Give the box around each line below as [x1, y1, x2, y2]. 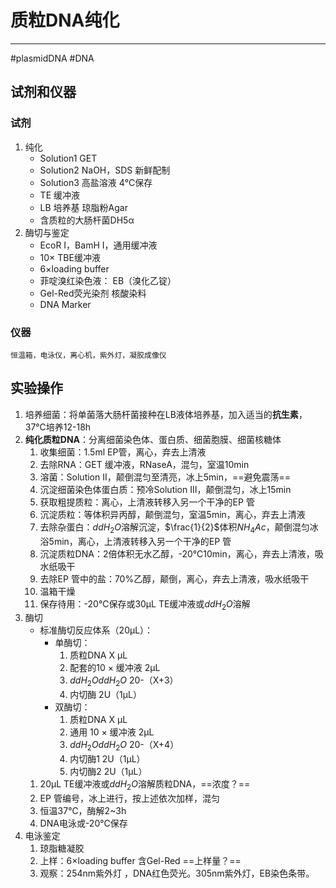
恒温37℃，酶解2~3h [39, 804, 127, 816]
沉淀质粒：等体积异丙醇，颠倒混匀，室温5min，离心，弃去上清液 [39, 508, 306, 520]
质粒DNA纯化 [10, 9, 120, 32]
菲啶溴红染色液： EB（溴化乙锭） [39, 274, 177, 286]
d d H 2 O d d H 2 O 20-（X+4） [69, 739, 180, 753]
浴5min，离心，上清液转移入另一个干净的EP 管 [39, 535, 232, 547]
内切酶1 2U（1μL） [69, 752, 146, 765]
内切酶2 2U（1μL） [69, 765, 148, 777]
